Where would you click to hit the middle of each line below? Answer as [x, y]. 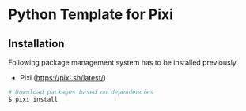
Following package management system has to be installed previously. [123, 62]
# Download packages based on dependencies [81, 92]
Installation [36, 44]
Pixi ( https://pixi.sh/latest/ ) [63, 78]
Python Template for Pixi [91, 15]
